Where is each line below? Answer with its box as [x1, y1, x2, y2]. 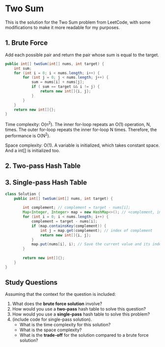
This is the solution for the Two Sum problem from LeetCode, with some [5, 19, 151, 25]
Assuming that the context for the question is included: [5, 291, 116, 297]
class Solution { [5, 191, 41, 196]
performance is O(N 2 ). [5, 131, 51, 138]
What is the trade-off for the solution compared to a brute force [19, 332, 149, 338]
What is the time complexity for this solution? [19, 322, 111, 328]
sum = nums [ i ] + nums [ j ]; [31, 80, 84, 85]
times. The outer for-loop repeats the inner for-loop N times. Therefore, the [5, 126, 157, 132]
